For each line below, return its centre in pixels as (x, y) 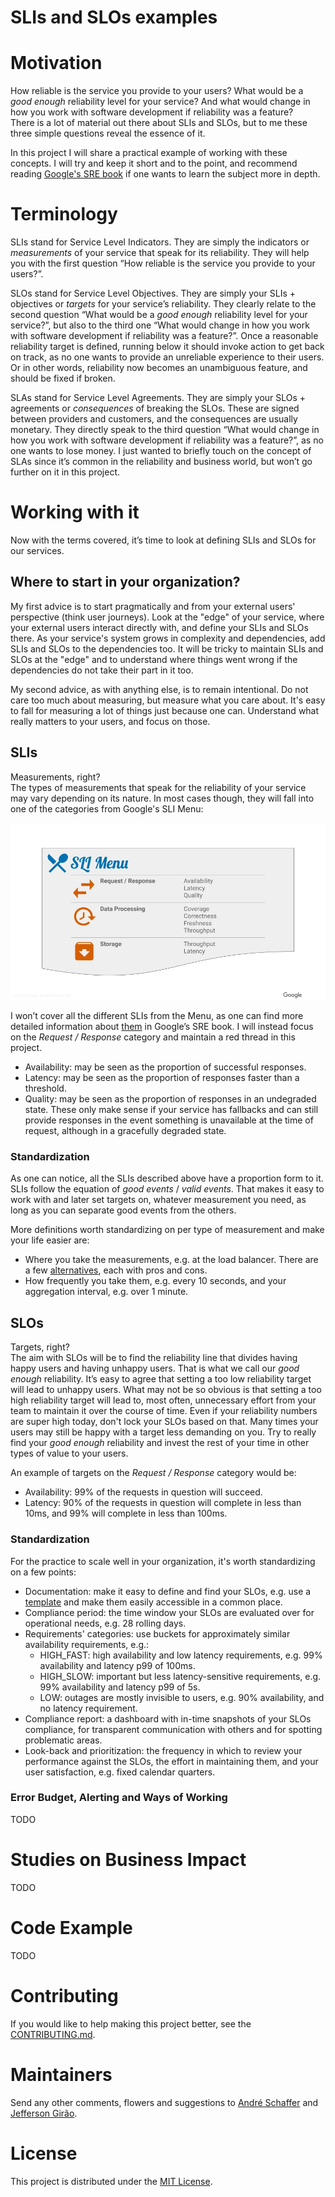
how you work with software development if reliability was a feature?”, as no (167, 440)
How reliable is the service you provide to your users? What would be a (157, 91)
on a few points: (43, 1572)
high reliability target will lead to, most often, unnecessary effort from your (163, 1400)
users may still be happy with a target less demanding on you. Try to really (163, 1432)
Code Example (71, 1927)
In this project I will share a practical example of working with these (149, 153)
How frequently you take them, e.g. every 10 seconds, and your (155, 1281)
